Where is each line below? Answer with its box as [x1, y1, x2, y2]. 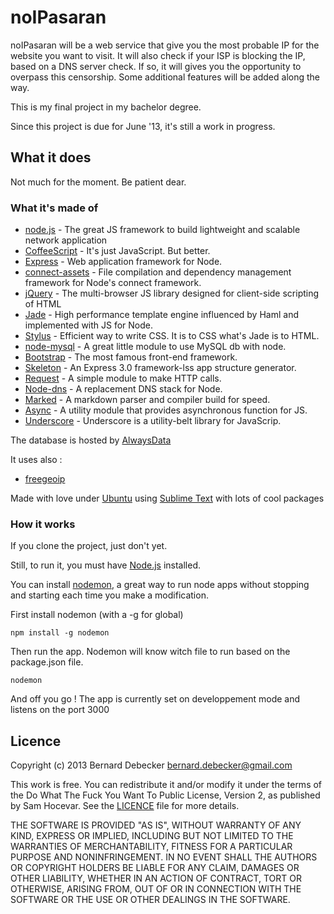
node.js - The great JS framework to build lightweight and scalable [24, 224, 301, 236]
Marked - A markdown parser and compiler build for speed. [24, 394, 271, 406]
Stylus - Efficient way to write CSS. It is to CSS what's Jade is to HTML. [24, 330, 320, 342]
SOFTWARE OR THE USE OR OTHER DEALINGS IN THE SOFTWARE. [10, 894, 291, 906]
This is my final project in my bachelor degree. [10, 101, 202, 113]
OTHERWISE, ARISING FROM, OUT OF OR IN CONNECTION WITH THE [10, 883, 302, 895]
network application [24, 234, 108, 246]
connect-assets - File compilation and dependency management [24, 266, 292, 278]
